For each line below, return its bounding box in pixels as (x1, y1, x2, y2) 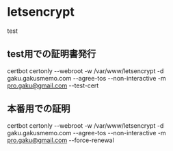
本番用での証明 (7, 103, 70, 115)
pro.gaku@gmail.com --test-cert (7, 81, 99, 90)
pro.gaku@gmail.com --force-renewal (7, 136, 114, 144)
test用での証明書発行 (7, 49, 96, 60)
